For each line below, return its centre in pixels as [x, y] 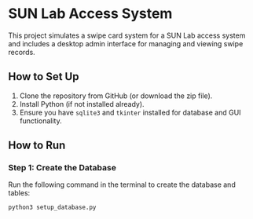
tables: [19, 193]
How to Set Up [44, 77]
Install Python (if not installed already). [82, 104]
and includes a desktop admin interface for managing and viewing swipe [126, 43]
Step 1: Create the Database [62, 168]
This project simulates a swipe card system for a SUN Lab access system [127, 35]
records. [22, 52]
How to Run [37, 146]
